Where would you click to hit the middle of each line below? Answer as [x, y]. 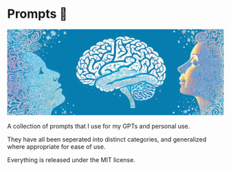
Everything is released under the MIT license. [71, 160]
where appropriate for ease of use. [56, 147]
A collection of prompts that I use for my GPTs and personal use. [99, 127]
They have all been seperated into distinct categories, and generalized [107, 140]
